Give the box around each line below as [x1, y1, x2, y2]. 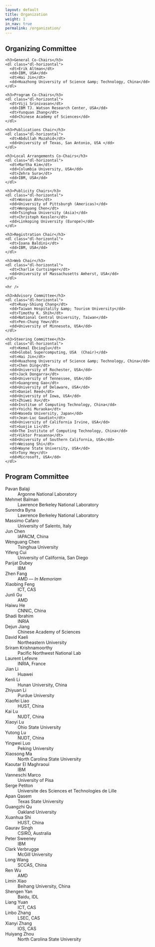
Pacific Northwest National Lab [17, 650, 81, 656]
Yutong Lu [5, 729, 26, 736]
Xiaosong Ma [5, 751, 32, 757]
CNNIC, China [17, 607, 46, 613]
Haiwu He [5, 602, 25, 608]
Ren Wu [5, 867, 21, 873]
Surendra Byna [5, 507, 36, 513]
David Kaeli [5, 634, 28, 640]
